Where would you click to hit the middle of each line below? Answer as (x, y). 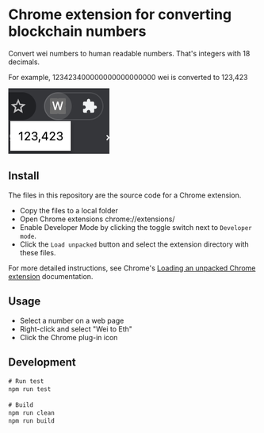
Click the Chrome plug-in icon (69, 337)
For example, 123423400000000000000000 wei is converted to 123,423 (128, 77)
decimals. (24, 62)
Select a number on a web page (72, 320)
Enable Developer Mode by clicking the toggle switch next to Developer (136, 227)
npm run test (30, 389)
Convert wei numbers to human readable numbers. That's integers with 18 (129, 53)
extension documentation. (51, 276)
